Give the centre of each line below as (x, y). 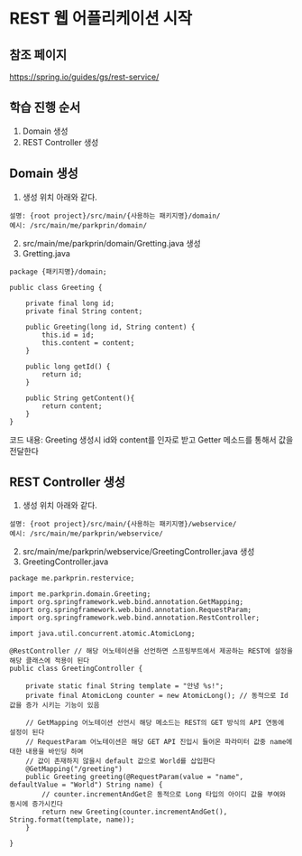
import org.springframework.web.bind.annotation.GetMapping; (127, 602)
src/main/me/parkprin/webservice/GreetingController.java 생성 (138, 552)
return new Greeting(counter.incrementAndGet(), (135, 812)
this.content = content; (88, 343)
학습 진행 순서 (45, 108)
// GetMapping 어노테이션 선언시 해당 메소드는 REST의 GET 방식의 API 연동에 (155, 723)
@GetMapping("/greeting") (74, 769)
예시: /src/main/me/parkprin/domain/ (78, 225)
